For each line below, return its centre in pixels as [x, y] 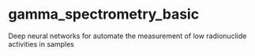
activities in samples [41, 44]
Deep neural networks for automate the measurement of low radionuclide [127, 36]
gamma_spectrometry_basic [104, 14]
